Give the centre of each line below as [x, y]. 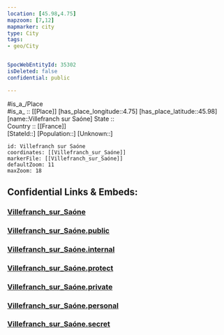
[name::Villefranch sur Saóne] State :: [61, 119]
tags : [15, 40]
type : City [23, 33]
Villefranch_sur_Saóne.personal [63, 306]
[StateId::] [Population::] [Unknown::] [60, 133]
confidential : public [39, 77]
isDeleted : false [32, 71]
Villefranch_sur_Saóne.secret [59, 324]
